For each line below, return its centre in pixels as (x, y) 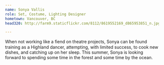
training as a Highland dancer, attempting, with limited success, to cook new (82, 47)
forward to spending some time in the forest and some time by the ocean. (79, 58)
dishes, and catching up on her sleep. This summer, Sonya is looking (74, 52)
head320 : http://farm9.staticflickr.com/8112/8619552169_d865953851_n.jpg (83, 23)
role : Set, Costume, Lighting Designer (46, 14)
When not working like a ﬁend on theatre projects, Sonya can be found (76, 42)
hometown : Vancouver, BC (30, 19)
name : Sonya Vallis (25, 10)
